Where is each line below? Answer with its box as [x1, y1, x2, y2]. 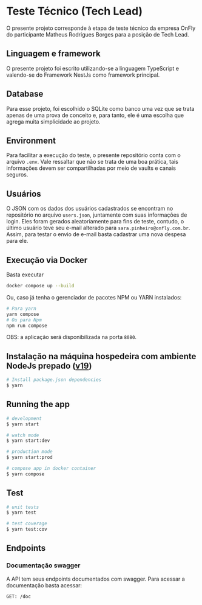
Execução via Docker [6, 254, 88, 265]
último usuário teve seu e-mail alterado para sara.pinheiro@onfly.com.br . [6, 224, 190, 232]
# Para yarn [6, 306, 36, 312]
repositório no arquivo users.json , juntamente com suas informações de [6, 211, 187, 219]
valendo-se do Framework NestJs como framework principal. [6, 71, 160, 79]
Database [6, 89, 44, 99]
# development [6, 415, 42, 421]
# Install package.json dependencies [6, 377, 102, 383]
